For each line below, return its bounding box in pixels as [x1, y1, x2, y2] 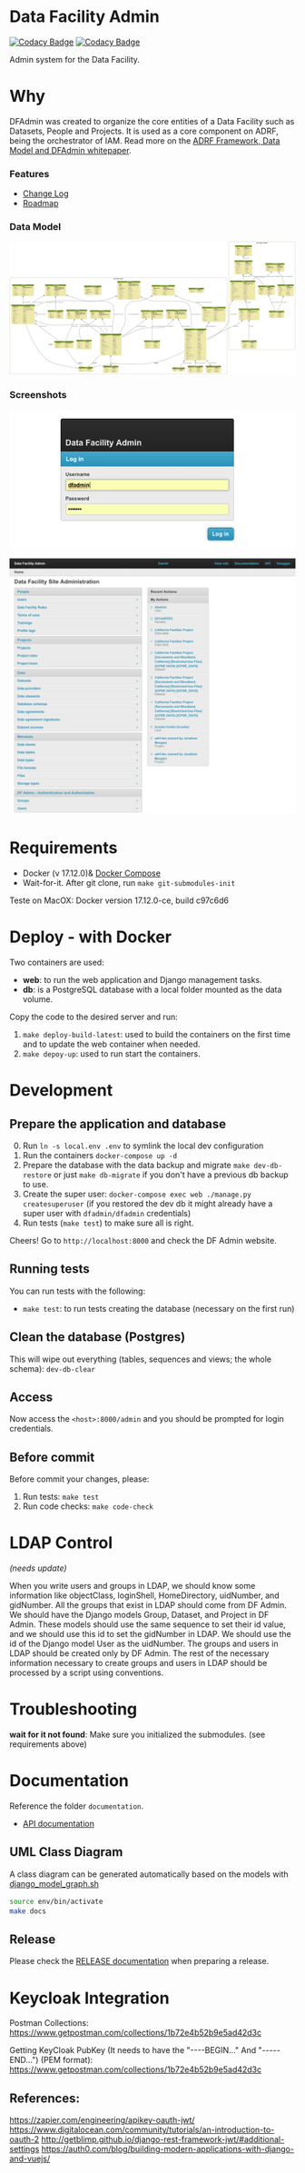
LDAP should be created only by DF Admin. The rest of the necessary [9, 1648, 270, 1659]
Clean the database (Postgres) [9, 1329, 186, 1345]
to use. [22, 1178, 49, 1189]
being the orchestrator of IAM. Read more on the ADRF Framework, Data [9, 134, 280, 146]
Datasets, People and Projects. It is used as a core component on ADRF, [9, 125, 279, 136]
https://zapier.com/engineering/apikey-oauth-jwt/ [9, 2115, 195, 2126]
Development [9, 1080, 113, 1101]
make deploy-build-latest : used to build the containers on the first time [22, 1028, 291, 1039]
